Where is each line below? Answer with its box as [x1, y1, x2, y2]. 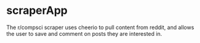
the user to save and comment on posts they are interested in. [6, 30, 162, 37]
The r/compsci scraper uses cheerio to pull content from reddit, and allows [6, 24, 195, 31]
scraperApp [6, 4, 68, 18]
